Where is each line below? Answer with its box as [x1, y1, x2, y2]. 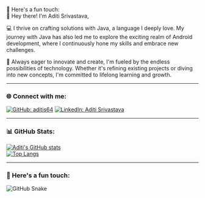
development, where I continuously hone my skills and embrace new [6, 40, 179, 47]
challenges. [6, 46, 35, 53]
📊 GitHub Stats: [6, 127, 55, 136]
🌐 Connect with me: [6, 92, 67, 100]
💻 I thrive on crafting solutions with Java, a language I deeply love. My [6, 24, 184, 32]
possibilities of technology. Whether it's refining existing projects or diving [6, 65, 193, 71]
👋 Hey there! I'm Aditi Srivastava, [6, 12, 89, 20]
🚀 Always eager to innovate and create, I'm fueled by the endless [6, 58, 170, 65]
